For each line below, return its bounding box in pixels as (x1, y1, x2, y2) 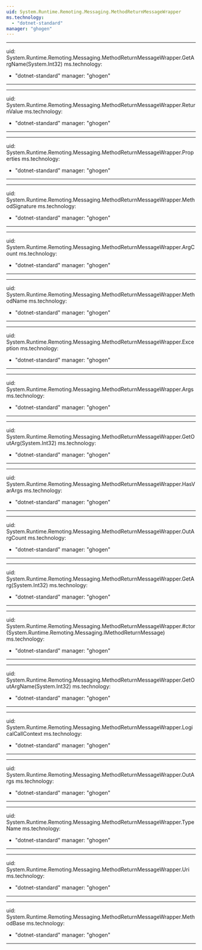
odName (6, 297, 28, 304)
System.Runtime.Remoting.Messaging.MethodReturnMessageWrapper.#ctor (6, 623, 195, 630)
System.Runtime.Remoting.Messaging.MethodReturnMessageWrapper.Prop (6, 149, 194, 156)
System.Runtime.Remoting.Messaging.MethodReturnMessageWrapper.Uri (6, 866, 190, 873)
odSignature (6, 203, 37, 210)
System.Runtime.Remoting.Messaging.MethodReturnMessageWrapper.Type (6, 819, 195, 826)
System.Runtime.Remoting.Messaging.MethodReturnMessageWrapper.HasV (6, 481, 195, 488)
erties (6, 155, 21, 162)
